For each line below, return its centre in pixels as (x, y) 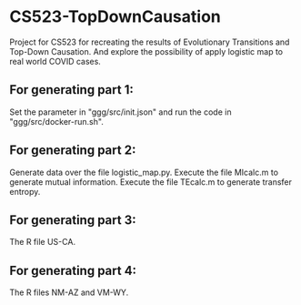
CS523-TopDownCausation (115, 17)
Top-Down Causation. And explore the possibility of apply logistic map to (146, 51)
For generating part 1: (71, 90)
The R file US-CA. (42, 242)
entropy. (25, 191)
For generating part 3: (73, 220)
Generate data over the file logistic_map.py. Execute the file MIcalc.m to (144, 172)
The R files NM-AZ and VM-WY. (69, 292)
